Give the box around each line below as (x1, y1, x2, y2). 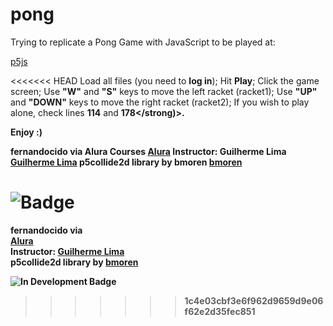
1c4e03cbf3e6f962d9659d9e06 (184, 294, 324, 307)
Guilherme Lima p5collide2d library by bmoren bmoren (10, 156, 243, 168)
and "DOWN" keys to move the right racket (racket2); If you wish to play (10, 96, 310, 108)
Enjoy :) (10, 126, 43, 138)
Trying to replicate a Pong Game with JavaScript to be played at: (10, 36, 276, 48)
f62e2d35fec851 (184, 305, 256, 317)
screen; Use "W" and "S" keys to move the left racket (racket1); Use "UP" (10, 85, 318, 97)
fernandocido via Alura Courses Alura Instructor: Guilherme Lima (10, 145, 287, 157)
